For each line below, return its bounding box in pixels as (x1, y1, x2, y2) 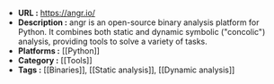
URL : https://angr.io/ (17, 8, 96, 18)
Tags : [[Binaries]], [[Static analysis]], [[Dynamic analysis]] (17, 64, 235, 75)
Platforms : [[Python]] (17, 46, 101, 56)
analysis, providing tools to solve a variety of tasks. (17, 36, 208, 46)
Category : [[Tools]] (17, 55, 93, 65)
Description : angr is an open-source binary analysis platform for (17, 17, 260, 28)
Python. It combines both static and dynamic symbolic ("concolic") (17, 27, 266, 37)
